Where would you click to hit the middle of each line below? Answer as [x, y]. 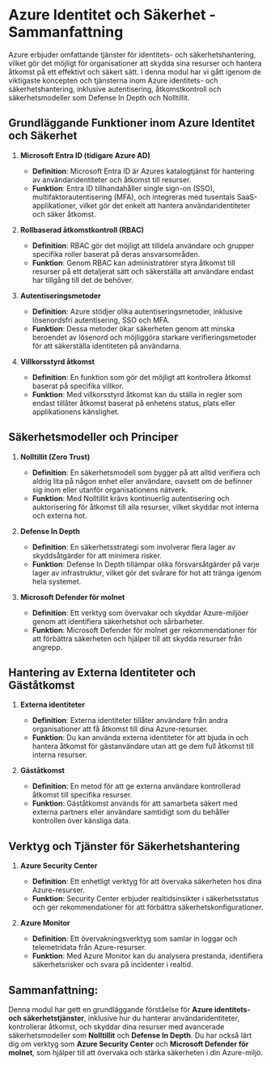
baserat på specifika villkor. [78, 386]
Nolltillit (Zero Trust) [55, 456]
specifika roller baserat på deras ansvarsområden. [116, 254]
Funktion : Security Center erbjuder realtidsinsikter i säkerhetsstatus [145, 899]
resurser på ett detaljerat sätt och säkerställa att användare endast [143, 271]
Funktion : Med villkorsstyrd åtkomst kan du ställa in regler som [137, 394]
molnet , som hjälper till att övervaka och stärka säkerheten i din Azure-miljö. [135, 1052]
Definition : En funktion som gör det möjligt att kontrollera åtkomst [142, 377]
